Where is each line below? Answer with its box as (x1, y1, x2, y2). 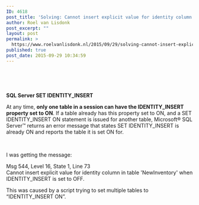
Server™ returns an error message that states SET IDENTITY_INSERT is (6, 122, 179, 129)
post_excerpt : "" (6, 25, 49, 31)
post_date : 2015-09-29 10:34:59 (6, 53, 86, 58)
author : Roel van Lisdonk (6, 19, 70, 25)
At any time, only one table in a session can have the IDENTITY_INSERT (6, 103, 184, 110)
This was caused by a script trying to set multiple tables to (6, 187, 149, 194)
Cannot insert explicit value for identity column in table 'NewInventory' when (6, 169, 193, 176)
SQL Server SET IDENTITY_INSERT (6, 92, 94, 99)
